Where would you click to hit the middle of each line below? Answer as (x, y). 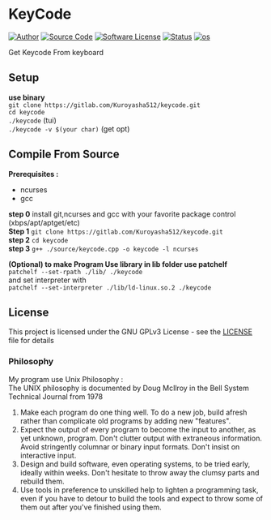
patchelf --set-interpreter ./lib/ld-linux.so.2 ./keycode (110, 288)
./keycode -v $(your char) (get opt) (69, 129)
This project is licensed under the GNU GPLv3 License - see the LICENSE (131, 332)
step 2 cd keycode (38, 239)
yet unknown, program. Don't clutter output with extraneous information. (141, 438)
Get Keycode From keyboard (56, 52)
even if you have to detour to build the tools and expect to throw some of (141, 498)
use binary (27, 97)
